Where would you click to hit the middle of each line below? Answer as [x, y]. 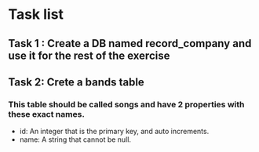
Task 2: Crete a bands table [77, 82]
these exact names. [46, 114]
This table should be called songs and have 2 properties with [126, 104]
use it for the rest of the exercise [89, 55]
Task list [36, 14]
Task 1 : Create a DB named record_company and [130, 43]
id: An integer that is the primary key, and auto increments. [114, 132]
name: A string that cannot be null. [75, 139]
